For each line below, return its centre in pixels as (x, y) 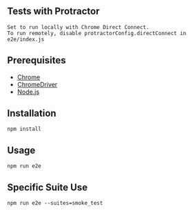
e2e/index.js (26, 39)
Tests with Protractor (53, 11)
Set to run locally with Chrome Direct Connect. (78, 27)
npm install (24, 129)
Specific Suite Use (48, 187)
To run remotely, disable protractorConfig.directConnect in (97, 33)
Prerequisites (37, 60)
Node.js (28, 92)
